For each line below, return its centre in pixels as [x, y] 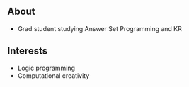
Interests [28, 51]
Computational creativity [53, 75]
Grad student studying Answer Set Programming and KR [100, 28]
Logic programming [46, 68]
